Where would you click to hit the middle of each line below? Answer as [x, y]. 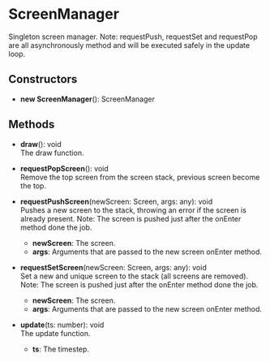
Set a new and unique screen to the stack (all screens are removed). [134, 276]
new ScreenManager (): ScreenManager [88, 99]
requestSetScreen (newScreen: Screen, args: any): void [113, 267]
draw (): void [41, 144]
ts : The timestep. [60, 349]
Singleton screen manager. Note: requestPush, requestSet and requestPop [133, 37]
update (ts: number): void [62, 325]
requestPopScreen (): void [64, 168]
